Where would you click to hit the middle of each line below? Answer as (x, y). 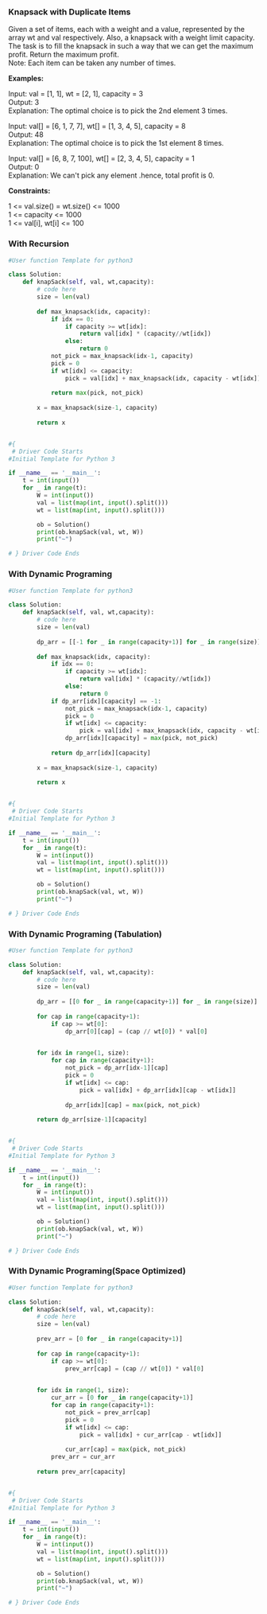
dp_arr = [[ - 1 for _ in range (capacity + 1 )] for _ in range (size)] (149, 642)
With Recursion (39, 244)
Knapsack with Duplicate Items (70, 12)
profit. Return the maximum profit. (64, 55)
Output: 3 (24, 103)
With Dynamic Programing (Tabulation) (85, 934)
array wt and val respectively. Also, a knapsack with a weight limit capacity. (132, 37)
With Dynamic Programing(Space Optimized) (97, 1271)
